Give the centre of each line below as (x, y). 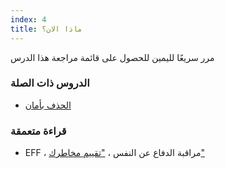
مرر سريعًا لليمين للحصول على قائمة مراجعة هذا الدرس (112, 57)
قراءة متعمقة (38, 131)
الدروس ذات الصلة (50, 83)
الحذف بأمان (48, 105)
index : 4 (28, 19)
